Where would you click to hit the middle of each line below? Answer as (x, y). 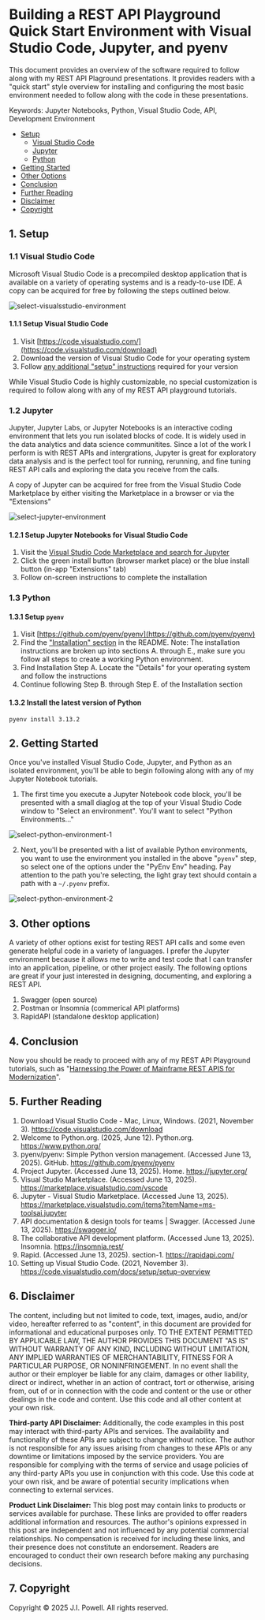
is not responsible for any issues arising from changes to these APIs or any (131, 1447)
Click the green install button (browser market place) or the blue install (135, 560)
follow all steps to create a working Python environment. (112, 659)
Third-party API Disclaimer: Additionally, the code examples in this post (127, 1423)
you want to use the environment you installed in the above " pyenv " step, (138, 858)
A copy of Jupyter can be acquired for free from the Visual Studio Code (125, 485)
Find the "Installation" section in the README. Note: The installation (130, 642)
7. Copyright (39, 1589)
